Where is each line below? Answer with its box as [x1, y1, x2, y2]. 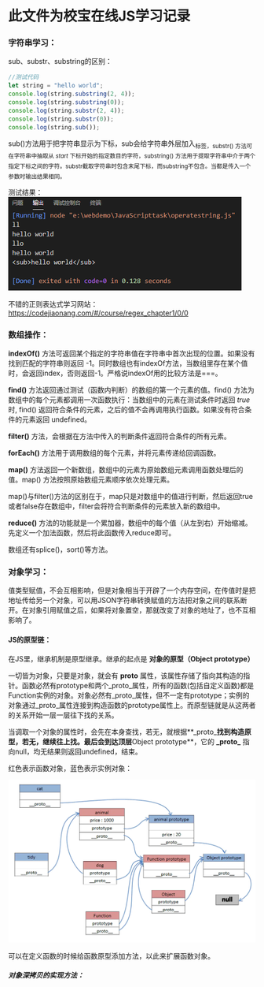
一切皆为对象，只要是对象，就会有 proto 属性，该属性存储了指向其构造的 [8, 671, 244, 680]
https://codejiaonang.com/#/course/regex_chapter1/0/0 [8, 308, 189, 318]
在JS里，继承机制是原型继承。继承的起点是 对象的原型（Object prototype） [8, 654, 255, 663]
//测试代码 [8, 73, 39, 81]
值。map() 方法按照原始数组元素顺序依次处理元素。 [8, 475, 174, 485]
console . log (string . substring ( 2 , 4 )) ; [8, 90, 135, 99]
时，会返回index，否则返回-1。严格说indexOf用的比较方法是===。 [8, 368, 222, 378]
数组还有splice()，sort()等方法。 [8, 545, 112, 554]
